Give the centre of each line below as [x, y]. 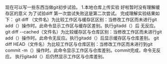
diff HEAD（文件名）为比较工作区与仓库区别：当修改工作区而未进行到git [79, 44]
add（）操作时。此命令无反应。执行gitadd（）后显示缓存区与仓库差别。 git [82, 38]
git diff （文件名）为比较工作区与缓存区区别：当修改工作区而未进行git [86, 19]
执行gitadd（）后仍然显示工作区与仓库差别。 [61, 56]
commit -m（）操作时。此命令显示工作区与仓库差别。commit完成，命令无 [81, 50]
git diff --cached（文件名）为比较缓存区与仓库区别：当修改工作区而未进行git [83, 32]
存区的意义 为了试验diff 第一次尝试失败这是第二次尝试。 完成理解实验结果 [80, 13]
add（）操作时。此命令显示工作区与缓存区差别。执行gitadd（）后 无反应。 [82, 26]
